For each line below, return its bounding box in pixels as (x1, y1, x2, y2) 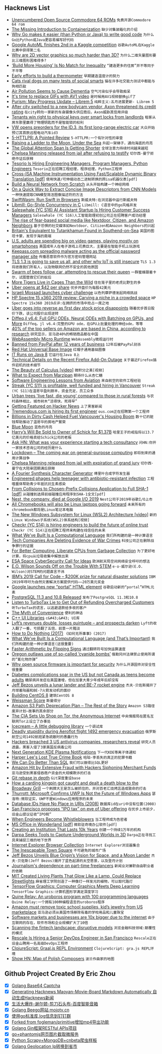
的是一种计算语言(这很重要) (26, 641, 74, 646)
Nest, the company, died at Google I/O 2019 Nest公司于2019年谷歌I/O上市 (11, 496, 153, 502)
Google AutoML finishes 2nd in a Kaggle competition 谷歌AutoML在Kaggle (11, 41, 155, 48)
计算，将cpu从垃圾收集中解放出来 (11, 553, 69, 558)
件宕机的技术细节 (11, 363, 41, 367)
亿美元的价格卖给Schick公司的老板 (11, 435, 72, 440)
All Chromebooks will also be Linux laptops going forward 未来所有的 (11, 501, 146, 507)
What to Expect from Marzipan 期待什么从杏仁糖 (11, 372, 103, 378)
